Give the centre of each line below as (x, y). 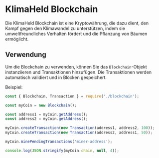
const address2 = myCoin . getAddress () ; (47, 119)
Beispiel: (14, 87)
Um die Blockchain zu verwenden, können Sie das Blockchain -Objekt (76, 66)
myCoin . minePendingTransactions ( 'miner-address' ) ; (59, 141)
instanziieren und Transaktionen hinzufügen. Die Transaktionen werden (79, 72)
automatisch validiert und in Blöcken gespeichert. (56, 77)
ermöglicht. (17, 39)
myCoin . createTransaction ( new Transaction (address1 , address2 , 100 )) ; (80, 128)
